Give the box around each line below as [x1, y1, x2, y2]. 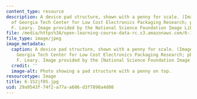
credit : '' [11, 62, 38, 69]
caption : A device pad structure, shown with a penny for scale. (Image [11, 47, 193, 52]
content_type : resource [6, 8, 64, 15]
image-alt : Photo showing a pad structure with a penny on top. [11, 68, 172, 74]
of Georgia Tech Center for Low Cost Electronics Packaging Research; [11, 19, 188, 25]
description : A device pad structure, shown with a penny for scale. [6, 14, 180, 20]
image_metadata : [6, 41, 46, 47]
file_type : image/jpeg [6, 36, 62, 41]
